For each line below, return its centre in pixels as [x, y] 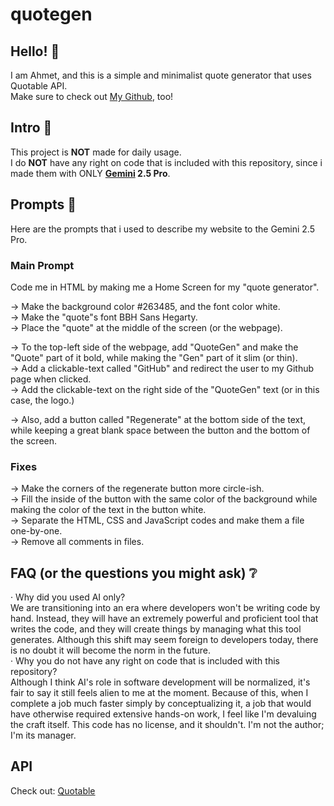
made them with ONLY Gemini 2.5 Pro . [90, 173]
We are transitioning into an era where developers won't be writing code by [165, 608]
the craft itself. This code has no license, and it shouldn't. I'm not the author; [167, 725]
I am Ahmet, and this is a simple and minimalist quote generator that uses [161, 75]
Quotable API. [39, 86]
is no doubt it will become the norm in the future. [111, 650]
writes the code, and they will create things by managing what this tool [156, 629]
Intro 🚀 [31, 128]
